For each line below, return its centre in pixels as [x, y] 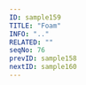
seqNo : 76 [27, 50]
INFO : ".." [29, 34]
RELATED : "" [31, 42]
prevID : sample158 [43, 58]
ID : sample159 [35, 17]
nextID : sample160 [43, 67]
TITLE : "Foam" [35, 26]
